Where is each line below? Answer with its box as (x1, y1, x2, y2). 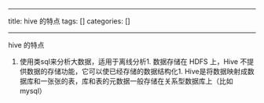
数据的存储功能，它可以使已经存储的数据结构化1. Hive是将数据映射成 (26, 67, 248, 76)
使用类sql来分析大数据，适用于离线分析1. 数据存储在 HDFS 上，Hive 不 (19, 57, 247, 66)
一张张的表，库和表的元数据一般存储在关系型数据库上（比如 (40, 76, 233, 86)
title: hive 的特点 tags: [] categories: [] (8, 16, 131, 26)
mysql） (19, 87, 47, 95)
